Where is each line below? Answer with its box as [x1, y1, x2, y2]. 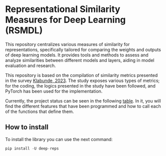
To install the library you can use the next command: [5, 136, 113, 142]
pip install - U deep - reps [5, 146, 59, 151]
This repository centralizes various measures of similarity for [5, 41, 130, 47]
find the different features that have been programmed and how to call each [5, 103, 161, 109]
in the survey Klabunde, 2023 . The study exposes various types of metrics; [5, 77, 160, 83]
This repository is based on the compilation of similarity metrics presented [5, 72, 158, 78]
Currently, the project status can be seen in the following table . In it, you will [5, 97, 161, 103]
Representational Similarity [5, 3, 121, 15]
